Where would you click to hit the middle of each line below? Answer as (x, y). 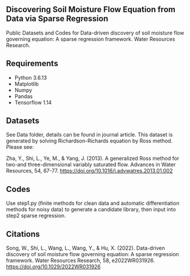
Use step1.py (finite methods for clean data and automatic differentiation (93, 203)
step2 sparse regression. (36, 216)
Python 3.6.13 (31, 78)
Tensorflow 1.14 (33, 102)
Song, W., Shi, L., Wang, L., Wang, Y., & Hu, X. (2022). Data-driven (85, 248)
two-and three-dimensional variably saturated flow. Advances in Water (91, 165)
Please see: (20, 147)
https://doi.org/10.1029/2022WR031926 (53, 267)
